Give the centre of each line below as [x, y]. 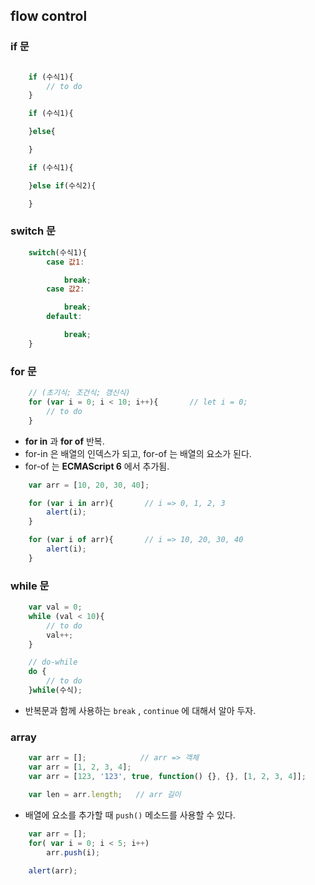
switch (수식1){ [58, 252]
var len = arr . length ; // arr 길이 [105, 794]
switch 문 [33, 231]
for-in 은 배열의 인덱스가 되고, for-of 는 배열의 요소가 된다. [138, 453]
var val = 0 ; [55, 607]
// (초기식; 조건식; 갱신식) [79, 393]
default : [64, 317]
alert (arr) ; [53, 871]
